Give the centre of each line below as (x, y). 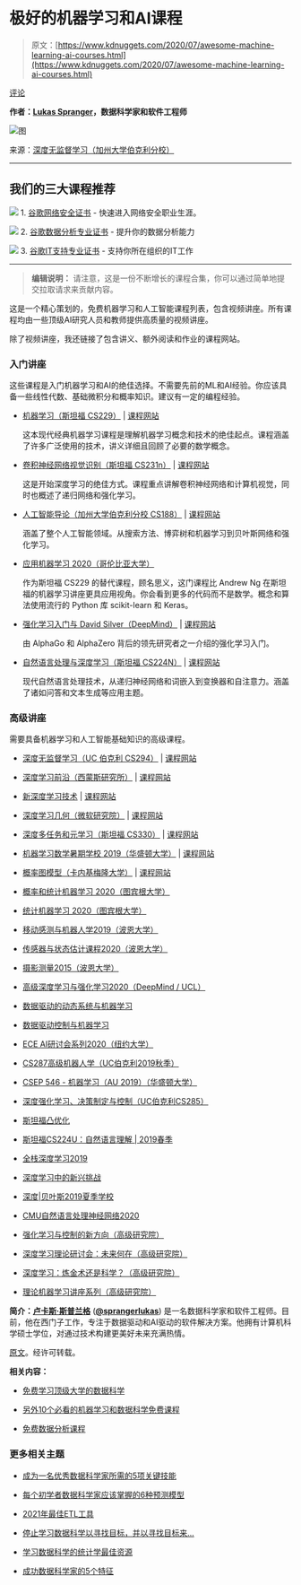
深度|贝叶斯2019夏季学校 (68, 1197)
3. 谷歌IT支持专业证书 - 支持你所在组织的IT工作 (107, 250)
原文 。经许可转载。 (45, 1353)
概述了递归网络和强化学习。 (89, 495)
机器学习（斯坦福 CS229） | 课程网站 (90, 416)
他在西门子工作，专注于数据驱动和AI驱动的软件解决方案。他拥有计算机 (154, 1322)
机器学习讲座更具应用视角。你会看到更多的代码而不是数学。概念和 (160, 594)
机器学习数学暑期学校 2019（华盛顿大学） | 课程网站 (118, 854)
